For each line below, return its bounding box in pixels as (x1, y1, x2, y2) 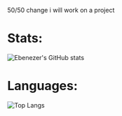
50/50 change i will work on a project (7, 6, 115, 14)
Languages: (7, 78, 79, 94)
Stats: (7, 31, 43, 46)
